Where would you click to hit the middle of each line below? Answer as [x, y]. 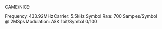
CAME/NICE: [18, 7]
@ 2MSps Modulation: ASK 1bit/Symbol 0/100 [51, 22]
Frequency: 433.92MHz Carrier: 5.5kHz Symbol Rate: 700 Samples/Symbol [81, 16]
